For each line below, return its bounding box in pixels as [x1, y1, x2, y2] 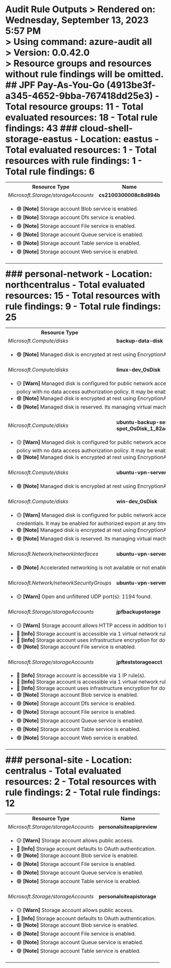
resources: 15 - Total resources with [5, 290, 160, 301]
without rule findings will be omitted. [5, 69, 164, 80]
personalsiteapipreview [98, 823, 157, 831]
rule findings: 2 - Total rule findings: [5, 787, 161, 799]
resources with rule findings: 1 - [5, 155, 142, 166]
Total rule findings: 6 [5, 166, 95, 178]
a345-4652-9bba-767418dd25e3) [5, 90, 153, 102]
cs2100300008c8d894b [98, 192, 160, 199]
